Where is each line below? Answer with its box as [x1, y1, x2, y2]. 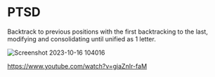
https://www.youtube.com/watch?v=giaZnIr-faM [7, 62, 148, 70]
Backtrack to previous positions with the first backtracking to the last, [7, 27, 209, 36]
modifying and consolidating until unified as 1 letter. [7, 34, 156, 43]
